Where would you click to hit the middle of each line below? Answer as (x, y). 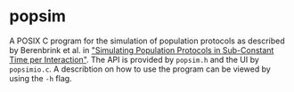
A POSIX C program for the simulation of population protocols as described (147, 41)
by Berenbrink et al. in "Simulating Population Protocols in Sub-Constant (142, 50)
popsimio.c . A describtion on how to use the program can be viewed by (140, 69)
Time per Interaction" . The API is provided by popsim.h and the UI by (135, 59)
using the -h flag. (41, 78)
